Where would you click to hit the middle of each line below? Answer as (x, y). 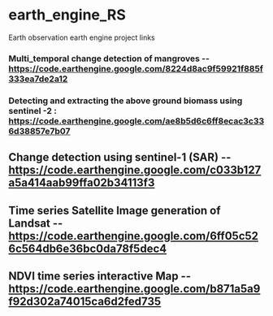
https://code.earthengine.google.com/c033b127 (135, 170)
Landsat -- (36, 223)
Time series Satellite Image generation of (115, 210)
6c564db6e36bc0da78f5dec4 (88, 248)
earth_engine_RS (67, 15)
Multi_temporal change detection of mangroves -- (109, 58)
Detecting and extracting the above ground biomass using (126, 101)
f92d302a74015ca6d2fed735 (85, 301)
